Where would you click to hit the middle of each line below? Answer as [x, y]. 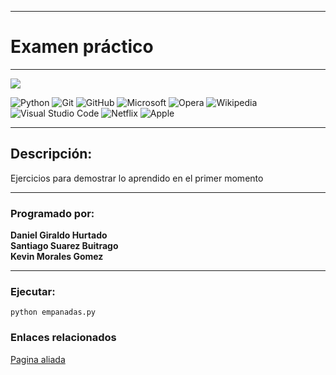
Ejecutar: [33, 291]
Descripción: [51, 154]
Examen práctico [82, 47]
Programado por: [52, 213]
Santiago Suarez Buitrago [64, 246]
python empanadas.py [53, 312]
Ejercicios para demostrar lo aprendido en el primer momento [137, 178]
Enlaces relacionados [63, 338]
